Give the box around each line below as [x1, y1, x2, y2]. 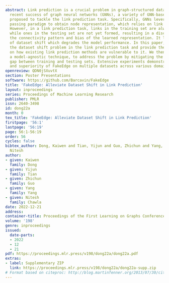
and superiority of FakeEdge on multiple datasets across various [10, 64, 152, 69]
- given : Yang [5, 186, 35, 191]
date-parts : [10, 233, 35, 238]
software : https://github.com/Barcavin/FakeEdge [5, 78, 109, 83]
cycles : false [5, 139, 35, 144]
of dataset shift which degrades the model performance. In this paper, [10, 40, 165, 45]
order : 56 [5, 134, 26, 139]
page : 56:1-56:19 [5, 129, 42, 134]
